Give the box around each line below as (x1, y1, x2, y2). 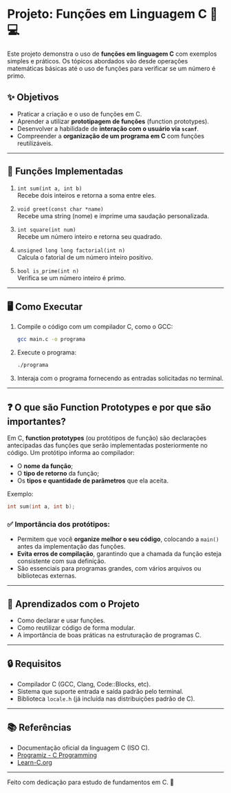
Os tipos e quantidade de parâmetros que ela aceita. (16, 476, 169, 485)
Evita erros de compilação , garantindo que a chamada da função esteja (16, 550, 222, 558)
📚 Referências (7, 722, 72, 734)
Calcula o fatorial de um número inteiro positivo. (16, 253, 153, 261)
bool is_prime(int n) (16, 268, 79, 275)
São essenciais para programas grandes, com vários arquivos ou (16, 564, 201, 573)
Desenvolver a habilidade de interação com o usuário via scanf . (16, 124, 199, 133)
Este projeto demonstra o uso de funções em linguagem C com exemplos (7, 50, 217, 58)
